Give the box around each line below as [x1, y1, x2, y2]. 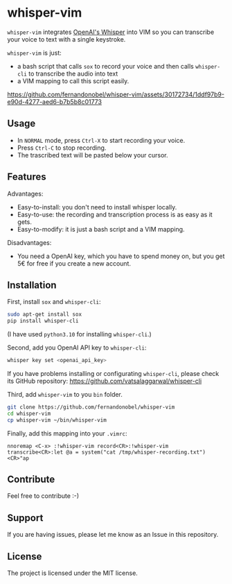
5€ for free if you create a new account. [17, 259, 132, 268]
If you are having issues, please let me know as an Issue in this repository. [7, 531, 219, 539]
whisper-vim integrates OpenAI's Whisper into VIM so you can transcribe [7, 28, 215, 36]
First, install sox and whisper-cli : [7, 298, 102, 306]
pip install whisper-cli [7, 318, 79, 325]
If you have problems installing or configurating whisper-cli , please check [7, 370, 220, 377]
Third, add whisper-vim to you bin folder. [7, 390, 123, 398]
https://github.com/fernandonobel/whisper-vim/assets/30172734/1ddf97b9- [7, 90, 225, 98]
